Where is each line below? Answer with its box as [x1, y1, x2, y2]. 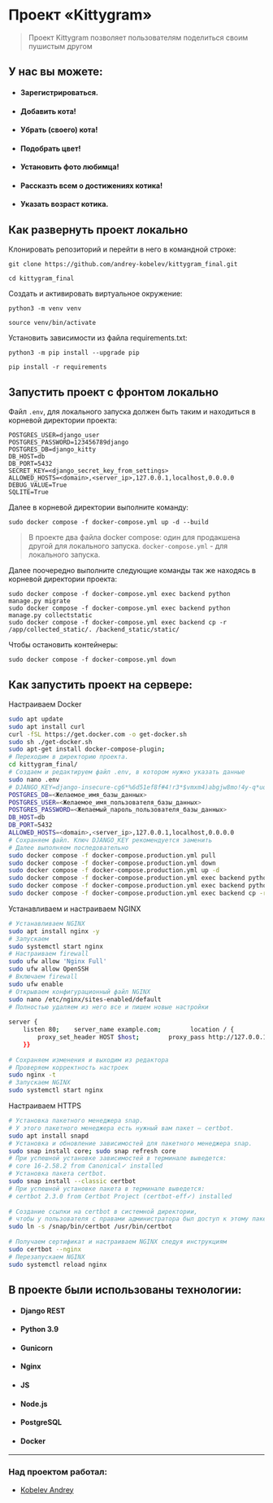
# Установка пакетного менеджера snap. [8, 1117, 144, 1125]
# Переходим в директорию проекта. [8, 753, 129, 761]
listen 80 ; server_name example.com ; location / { [23, 1026, 234, 1034]
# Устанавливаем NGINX [8, 919, 85, 927]
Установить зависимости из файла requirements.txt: [8, 333, 188, 343]
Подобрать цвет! [19, 143, 81, 153]
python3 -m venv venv [8, 305, 82, 313]
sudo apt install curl [8, 722, 85, 730]
